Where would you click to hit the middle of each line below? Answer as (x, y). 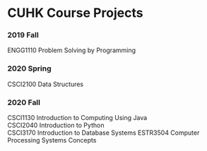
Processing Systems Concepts (52, 140)
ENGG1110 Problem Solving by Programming (72, 50)
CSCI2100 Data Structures (45, 84)
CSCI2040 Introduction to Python (56, 126)
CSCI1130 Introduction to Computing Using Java (77, 118)
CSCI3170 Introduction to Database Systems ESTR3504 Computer (103, 133)
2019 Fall (23, 35)
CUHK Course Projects (75, 13)
